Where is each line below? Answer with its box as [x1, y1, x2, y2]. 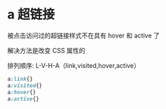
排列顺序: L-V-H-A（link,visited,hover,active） [7, 61, 141, 69]
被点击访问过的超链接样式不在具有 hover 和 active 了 [7, 31, 160, 40]
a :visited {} [7, 82, 42, 89]
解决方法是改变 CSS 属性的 [7, 46, 86, 54]
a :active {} [7, 95, 40, 103]
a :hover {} [7, 88, 37, 96]
